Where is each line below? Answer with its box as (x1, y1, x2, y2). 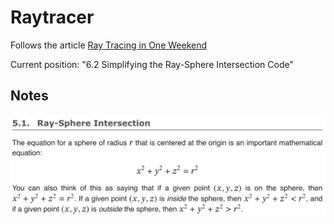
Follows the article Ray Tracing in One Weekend (10, 39, 208, 51)
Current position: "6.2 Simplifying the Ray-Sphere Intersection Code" (10, 58, 294, 70)
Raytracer (10, 6, 95, 29)
